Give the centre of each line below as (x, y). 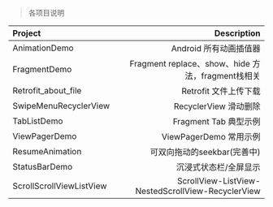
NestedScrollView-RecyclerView (198, 191)
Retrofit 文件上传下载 (221, 91)
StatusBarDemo (43, 167)
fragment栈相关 (231, 76)
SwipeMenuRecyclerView (61, 106)
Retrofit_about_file (47, 91)
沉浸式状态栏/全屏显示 (218, 167)
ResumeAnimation (47, 151)
